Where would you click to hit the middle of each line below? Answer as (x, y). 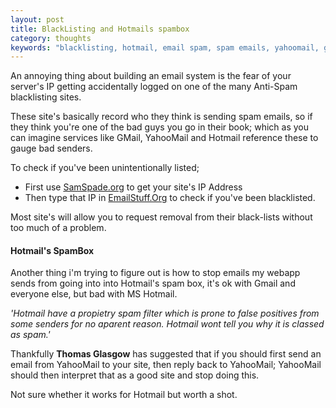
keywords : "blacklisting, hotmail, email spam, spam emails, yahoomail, (165, 47)
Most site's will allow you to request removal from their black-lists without (161, 217)
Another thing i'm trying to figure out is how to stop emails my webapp (155, 273)
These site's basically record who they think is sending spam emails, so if (161, 117)
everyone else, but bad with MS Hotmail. (94, 294)
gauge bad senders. (51, 148)
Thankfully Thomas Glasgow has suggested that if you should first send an (166, 354)
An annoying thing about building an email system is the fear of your (151, 76)
